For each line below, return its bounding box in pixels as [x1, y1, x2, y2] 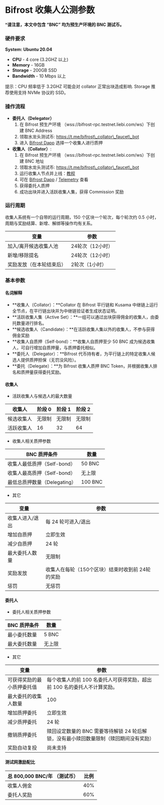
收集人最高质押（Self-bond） [7, 470, 76, 477]
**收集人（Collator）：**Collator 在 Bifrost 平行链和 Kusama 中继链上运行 [12, 302, 159, 308]
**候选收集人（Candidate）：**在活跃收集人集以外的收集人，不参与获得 [12, 326, 155, 332]
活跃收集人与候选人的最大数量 [12, 393, 72, 399]
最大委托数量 [7, 640, 38, 647]
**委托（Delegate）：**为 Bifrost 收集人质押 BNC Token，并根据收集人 [12, 363, 153, 369]
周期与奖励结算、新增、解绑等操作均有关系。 [5, 220, 95, 226]
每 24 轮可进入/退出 [45, 518, 91, 525]
